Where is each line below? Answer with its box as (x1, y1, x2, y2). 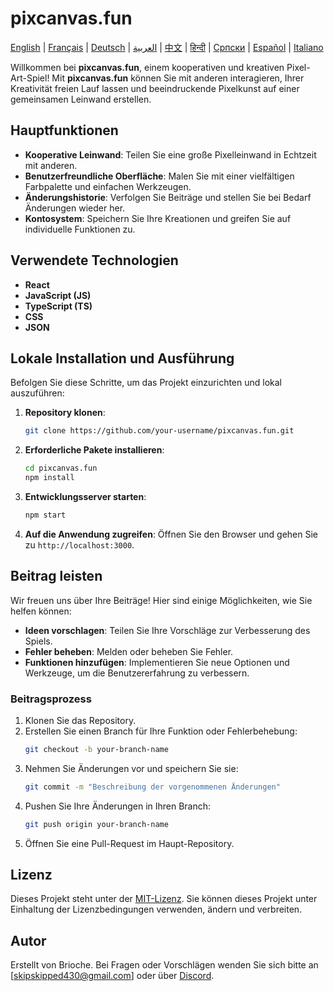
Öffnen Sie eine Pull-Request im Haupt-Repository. (24, 837, 235, 849)
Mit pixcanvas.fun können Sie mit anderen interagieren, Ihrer (51, 72, 305, 84)
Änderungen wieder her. (24, 202, 126, 214)
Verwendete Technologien (10, 252, 179, 269)
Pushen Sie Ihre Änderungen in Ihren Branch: (24, 800, 212, 812)
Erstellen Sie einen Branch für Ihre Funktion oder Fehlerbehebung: (24, 725, 298, 737)
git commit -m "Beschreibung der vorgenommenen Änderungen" (24, 782, 281, 792)
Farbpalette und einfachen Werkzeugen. (24, 180, 192, 192)
